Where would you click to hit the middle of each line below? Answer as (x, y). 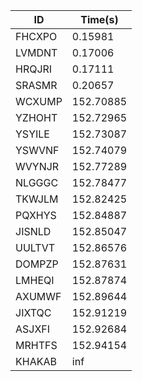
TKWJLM (37, 199)
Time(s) (99, 19)
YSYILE (32, 134)
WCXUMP (39, 101)
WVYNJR (37, 166)
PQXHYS (36, 215)
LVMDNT (36, 52)
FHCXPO (36, 36)
